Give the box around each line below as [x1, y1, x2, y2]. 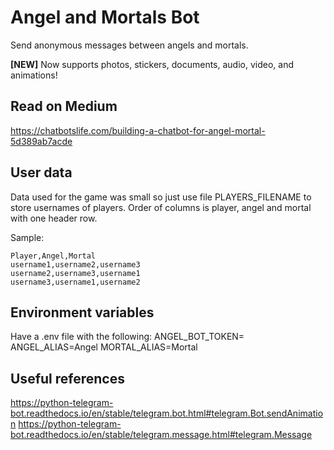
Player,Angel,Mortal [10, 251, 97, 261]
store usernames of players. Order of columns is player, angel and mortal [10, 201, 312, 213]
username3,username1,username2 [10, 277, 141, 287]
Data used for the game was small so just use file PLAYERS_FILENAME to [10, 191, 312, 203]
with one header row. [10, 212, 98, 224]
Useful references [10, 370, 125, 387]
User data [10, 164, 73, 181]
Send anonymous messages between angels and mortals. [10, 39, 249, 51]
